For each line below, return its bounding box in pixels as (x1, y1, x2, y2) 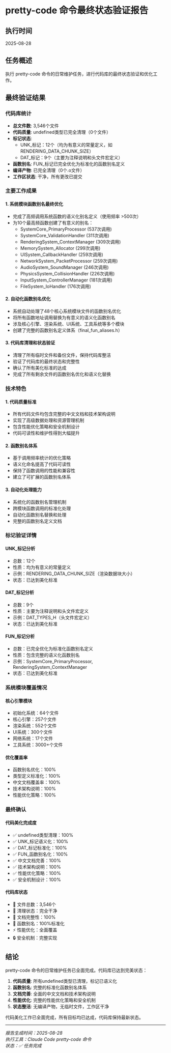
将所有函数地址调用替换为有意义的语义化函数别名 (12, 314, 116, 321)
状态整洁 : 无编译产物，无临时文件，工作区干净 (12, 1003, 109, 1009)
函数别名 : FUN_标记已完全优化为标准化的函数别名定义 (12, 161, 125, 167)
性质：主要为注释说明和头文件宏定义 (12, 608, 89, 614)
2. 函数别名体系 (5, 442, 38, 448)
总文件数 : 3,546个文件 (12, 123, 59, 129)
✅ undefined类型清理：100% (12, 832, 74, 838)
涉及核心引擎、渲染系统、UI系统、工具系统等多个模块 (12, 321, 125, 327)
